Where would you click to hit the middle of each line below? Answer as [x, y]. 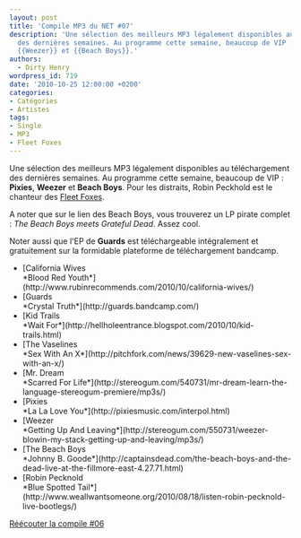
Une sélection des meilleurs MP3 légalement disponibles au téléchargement [149, 168]
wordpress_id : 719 [43, 76]
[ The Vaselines [50, 344]
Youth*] [82, 277]
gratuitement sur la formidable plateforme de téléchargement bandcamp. [144, 250]
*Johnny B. [43, 458]
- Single [26, 126]
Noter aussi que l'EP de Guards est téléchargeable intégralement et [134, 241]
